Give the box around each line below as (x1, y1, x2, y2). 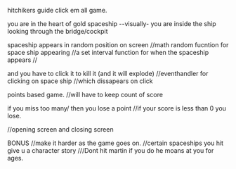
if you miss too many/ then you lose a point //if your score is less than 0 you (7, 104, 227, 112)
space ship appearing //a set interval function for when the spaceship (7, 49, 209, 56)
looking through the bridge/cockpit (7, 27, 108, 35)
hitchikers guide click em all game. (7, 6, 107, 14)
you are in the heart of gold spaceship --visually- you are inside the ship (7, 20, 216, 27)
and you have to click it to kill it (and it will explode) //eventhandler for (7, 70, 209, 77)
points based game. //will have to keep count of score (7, 91, 164, 99)
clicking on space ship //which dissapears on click (7, 77, 153, 85)
